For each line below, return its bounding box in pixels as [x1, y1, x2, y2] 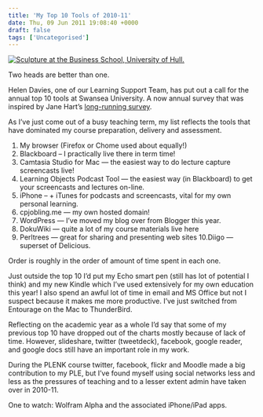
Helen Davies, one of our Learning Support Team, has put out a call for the [8, 86, 250, 95]
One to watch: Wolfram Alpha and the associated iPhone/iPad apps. [8, 401, 228, 410]
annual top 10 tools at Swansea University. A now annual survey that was [8, 93, 244, 103]
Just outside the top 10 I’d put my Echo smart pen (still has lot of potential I [8, 272, 250, 281]
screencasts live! [19, 166, 75, 175]
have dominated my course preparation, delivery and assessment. [8, 126, 222, 135]
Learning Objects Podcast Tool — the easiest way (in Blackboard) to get [19, 174, 253, 184]
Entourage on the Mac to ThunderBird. [8, 305, 133, 314]
